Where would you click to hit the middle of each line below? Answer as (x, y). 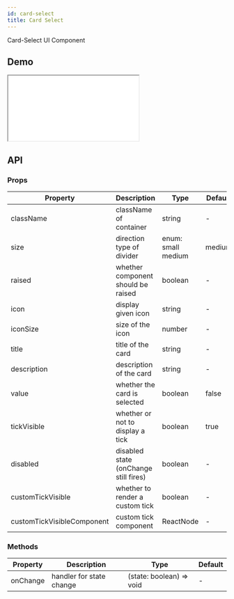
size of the (133, 325)
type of (127, 247)
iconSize (25, 329)
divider (127, 256)
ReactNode (180, 521)
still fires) (131, 477)
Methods (23, 546)
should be (132, 285)
